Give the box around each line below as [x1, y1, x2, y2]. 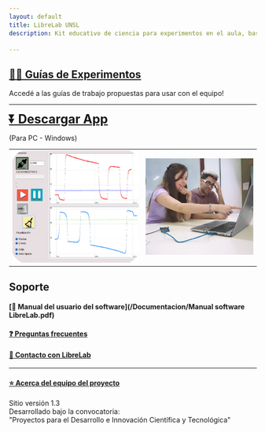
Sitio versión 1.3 [9, 398, 61, 408]
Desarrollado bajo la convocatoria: [9, 407, 120, 416]
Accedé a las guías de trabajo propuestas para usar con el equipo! [9, 89, 225, 98]
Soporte [9, 280, 50, 294]
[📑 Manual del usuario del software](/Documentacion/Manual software [9, 302, 245, 312]
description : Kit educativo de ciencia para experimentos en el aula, [9, 29, 245, 37]
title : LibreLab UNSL [9, 20, 80, 29]
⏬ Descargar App [9, 111, 109, 127]
